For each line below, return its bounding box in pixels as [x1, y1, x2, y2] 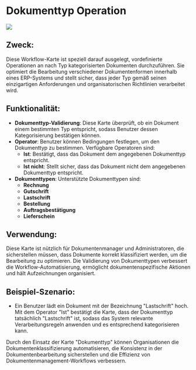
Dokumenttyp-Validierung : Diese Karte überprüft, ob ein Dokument [14, 119, 179, 126]
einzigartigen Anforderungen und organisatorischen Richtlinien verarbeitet [6, 80, 185, 87]
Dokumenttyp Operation [6, 4, 127, 18]
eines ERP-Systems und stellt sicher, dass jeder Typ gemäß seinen [6, 74, 167, 81]
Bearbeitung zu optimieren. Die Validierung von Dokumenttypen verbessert [6, 258, 187, 265]
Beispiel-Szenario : [6, 287, 75, 297]
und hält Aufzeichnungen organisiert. [6, 270, 96, 277]
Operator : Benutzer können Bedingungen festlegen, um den [14, 138, 160, 145]
